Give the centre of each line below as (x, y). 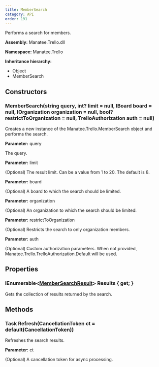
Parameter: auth (22, 239)
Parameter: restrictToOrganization (40, 220)
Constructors (26, 92)
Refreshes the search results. (35, 340)
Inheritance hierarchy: (28, 62)
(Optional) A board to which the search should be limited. (63, 191)
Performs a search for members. (38, 33)
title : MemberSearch (26, 10)
